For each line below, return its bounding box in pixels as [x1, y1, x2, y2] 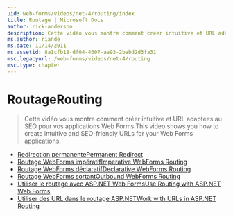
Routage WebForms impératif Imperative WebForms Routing [17, 157, 188, 166]
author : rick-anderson [7, 23, 73, 30]
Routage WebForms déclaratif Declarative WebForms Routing [17, 164, 191, 173]
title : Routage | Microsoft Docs [7, 17, 104, 24]
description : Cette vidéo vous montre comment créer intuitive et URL [7, 29, 216, 37]
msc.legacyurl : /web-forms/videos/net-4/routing [7, 55, 150, 62]
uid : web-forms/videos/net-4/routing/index [7, 10, 135, 17]
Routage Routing [7, 92, 103, 107]
